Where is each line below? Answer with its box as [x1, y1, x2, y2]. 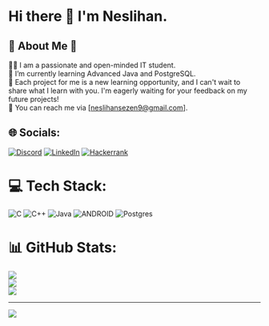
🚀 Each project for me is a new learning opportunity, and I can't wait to [8, 78, 241, 87]
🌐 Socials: [8, 126, 61, 139]
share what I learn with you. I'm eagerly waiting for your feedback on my [8, 86, 248, 95]
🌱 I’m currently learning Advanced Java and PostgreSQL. [8, 69, 196, 78]
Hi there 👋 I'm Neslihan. [8, 7, 168, 26]
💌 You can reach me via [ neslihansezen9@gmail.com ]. [8, 103, 188, 112]
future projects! [8, 95, 59, 103]
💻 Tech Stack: [8, 177, 107, 195]
